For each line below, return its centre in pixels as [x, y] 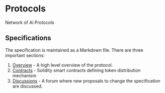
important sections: [25, 55]
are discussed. [27, 86]
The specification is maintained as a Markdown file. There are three [74, 50]
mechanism [24, 76]
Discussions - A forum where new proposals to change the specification [86, 81]
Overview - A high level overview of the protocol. [63, 65]
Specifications [28, 38]
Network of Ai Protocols [30, 22]
